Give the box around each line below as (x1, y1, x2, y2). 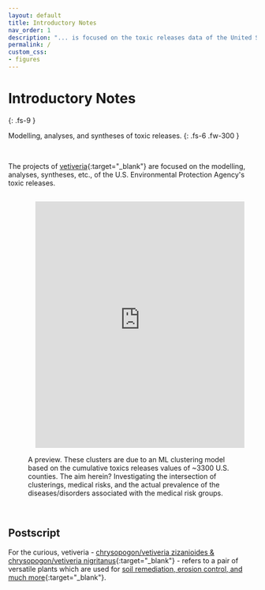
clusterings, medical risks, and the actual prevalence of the (28, 480, 220, 489)
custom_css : (8, 48, 47, 56)
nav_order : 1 (8, 26, 51, 34)
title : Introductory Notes (8, 19, 97, 27)
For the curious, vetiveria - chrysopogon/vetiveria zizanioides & (8, 547, 215, 557)
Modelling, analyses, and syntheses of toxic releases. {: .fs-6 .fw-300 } (8, 131, 240, 140)
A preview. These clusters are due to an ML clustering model (28, 454, 226, 464)
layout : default (8, 11, 62, 20)
